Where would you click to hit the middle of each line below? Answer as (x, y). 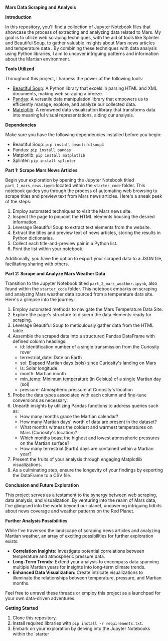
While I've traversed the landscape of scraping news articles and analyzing (83, 531)
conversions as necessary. (40, 400)
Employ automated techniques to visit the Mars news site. (72, 211)
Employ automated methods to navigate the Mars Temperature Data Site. (88, 309)
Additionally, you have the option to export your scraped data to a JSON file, (84, 258)
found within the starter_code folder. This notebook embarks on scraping (81, 289)
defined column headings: (39, 341)
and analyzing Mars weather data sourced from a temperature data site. (79, 294)
